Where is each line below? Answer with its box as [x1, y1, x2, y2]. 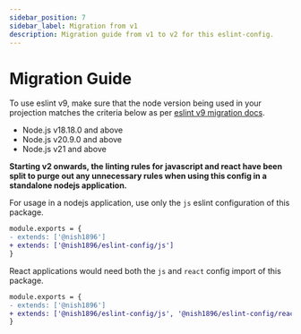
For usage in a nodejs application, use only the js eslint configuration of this [9, 198, 290, 209]
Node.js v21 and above [21, 144, 107, 155]
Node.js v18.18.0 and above [21, 124, 124, 135]
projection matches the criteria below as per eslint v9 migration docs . [9, 107, 266, 118]
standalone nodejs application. [9, 180, 127, 191]
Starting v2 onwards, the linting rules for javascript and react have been [9, 161, 283, 172]
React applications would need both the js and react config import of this [9, 265, 282, 276]
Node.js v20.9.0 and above [21, 134, 123, 145]
